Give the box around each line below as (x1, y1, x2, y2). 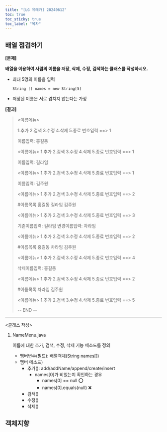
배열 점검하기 (5, 41, 43, 49)
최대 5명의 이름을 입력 (12, 76, 55, 82)
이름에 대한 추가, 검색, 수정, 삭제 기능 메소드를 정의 (12, 342, 110, 348)
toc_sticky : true (5, 16, 41, 21)
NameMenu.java (12, 332, 46, 338)
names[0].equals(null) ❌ (42, 385, 92, 391)
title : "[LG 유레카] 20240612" (5, 7, 67, 12)
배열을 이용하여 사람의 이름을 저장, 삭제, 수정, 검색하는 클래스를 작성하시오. (5, 66, 148, 72)
